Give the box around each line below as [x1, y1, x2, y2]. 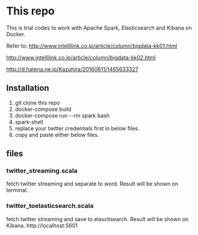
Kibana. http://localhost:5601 [6, 222, 78, 229]
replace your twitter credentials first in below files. [14, 125, 140, 132]
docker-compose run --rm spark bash [14, 111, 110, 119]
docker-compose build [14, 105, 72, 113]
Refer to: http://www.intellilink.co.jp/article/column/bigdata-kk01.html [6, 42, 178, 49]
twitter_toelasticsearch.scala [6, 202, 94, 210]
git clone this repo [14, 99, 60, 106]
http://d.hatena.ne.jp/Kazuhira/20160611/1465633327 [6, 65, 138, 73]
